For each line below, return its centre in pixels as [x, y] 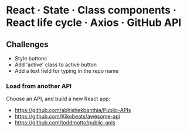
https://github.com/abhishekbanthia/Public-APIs [73, 110]
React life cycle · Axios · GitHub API [94, 23]
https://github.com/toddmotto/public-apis [65, 123]
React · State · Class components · [91, 10]
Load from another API [39, 86]
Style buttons [30, 58]
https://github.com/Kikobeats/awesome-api [67, 116]
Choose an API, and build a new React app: [58, 99]
